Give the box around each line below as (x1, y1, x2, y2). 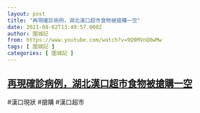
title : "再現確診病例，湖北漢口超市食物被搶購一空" (7, 17, 141, 24)
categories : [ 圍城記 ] (7, 50, 74, 57)
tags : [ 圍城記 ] (7, 43, 55, 50)
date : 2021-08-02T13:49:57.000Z (7, 23, 102, 30)
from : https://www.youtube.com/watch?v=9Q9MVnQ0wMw (7, 37, 162, 44)
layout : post (7, 10, 46, 18)
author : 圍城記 (7, 30, 49, 37)
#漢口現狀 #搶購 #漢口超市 (7, 97, 85, 106)
